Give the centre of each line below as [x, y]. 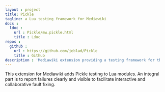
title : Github [29, 55]
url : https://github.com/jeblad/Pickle [56, 51]
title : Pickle [20, 14]
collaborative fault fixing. [30, 85]
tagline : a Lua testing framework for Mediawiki [56, 19]
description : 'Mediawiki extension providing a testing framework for [80, 60]
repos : [13, 42]
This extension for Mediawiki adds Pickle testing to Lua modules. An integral [82, 74]
